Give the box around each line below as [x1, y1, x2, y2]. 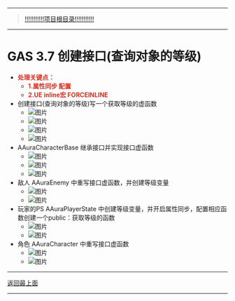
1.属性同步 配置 [27, 81, 71, 90]
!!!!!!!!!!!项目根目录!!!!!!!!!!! [24, 15, 94, 23]
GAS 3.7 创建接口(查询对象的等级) [7, 48, 201, 65]
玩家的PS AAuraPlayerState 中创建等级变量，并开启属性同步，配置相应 [17, 204, 221, 213]
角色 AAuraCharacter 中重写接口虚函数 [17, 239, 129, 248]
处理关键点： [17, 73, 55, 81]
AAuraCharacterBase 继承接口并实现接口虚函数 [17, 143, 154, 152]
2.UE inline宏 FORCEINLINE [27, 91, 108, 99]
